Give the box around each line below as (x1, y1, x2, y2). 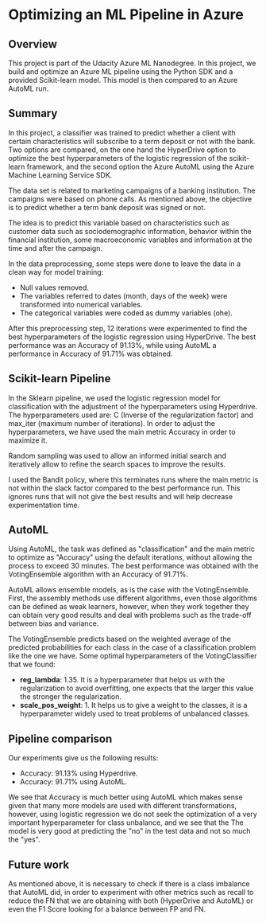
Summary (8, 107, 58, 120)
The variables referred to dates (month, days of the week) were (19, 291, 228, 300)
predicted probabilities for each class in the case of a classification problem (8, 643, 256, 652)
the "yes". (8, 834, 41, 845)
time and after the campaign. (8, 243, 103, 252)
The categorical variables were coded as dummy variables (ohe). (19, 308, 233, 318)
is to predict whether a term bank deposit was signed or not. (8, 202, 206, 212)
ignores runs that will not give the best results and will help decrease (8, 491, 233, 501)
